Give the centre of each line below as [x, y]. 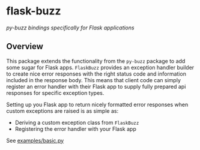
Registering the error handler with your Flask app [75, 129]
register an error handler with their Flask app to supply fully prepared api [96, 86]
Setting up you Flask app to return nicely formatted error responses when [97, 104]
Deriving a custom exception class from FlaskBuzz [77, 122]
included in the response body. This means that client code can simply [94, 80]
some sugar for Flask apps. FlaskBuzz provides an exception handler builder [100, 67]
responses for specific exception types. [55, 93]
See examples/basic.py [35, 140]
